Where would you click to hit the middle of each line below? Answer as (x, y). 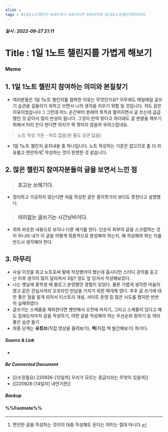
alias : (13, 10)
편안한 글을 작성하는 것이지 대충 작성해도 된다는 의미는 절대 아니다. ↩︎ (79, 424)
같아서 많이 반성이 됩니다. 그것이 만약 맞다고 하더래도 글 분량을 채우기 (94, 119)
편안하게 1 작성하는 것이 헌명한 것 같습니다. (66, 152)
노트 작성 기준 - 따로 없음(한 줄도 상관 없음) (59, 135)
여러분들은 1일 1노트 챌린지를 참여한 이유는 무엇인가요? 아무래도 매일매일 (83, 100)
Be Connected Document (32, 364)
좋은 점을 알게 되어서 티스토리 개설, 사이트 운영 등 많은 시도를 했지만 (84, 297)
